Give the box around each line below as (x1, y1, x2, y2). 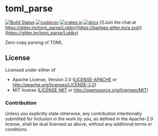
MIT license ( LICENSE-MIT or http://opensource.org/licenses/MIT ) (12, 87, 149, 93)
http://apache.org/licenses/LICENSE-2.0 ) (12, 82, 97, 88)
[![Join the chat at (99, 19, 136, 25)
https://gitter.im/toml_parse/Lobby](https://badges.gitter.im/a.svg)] (5, 24, 142, 30)
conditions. (5, 127, 28, 133)
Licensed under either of (5, 67, 56, 73)
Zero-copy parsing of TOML (5, 39, 63, 45)
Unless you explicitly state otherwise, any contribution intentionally (5, 111, 142, 117)
